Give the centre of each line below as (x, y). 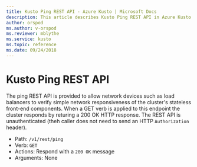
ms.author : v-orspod (32, 28)
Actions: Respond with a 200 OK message (65, 151)
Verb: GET (26, 145)
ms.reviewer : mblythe (33, 34)
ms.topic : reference (32, 45)
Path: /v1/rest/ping (39, 139)
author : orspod (25, 23)
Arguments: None (36, 158)
